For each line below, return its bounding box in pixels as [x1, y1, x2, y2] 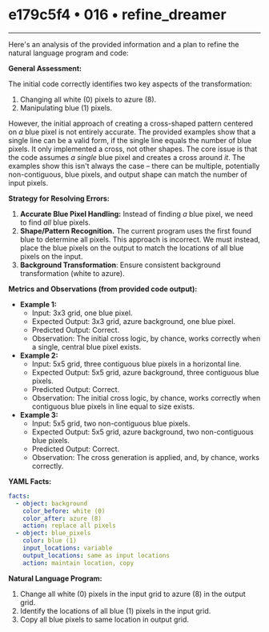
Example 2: [19, 350, 58, 360]
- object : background [15, 499, 88, 507]
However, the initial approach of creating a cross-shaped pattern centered [8, 118, 254, 128]
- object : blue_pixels [15, 530, 91, 538]
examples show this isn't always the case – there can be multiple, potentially [8, 161, 260, 170]
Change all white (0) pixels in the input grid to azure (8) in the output [19, 589, 246, 598]
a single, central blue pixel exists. [31, 342, 142, 351]
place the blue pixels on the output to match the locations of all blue [19, 242, 244, 253]
